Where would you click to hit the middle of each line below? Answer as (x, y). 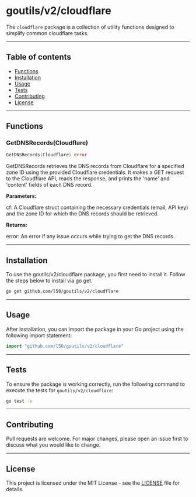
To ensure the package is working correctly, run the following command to (96, 384)
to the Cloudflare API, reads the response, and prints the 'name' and (88, 179)
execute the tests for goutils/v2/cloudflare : (60, 390)
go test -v (19, 401)
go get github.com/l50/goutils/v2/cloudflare (62, 292)
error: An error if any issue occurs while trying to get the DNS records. (90, 236)
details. (15, 489)
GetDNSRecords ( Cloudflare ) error (47, 155)
